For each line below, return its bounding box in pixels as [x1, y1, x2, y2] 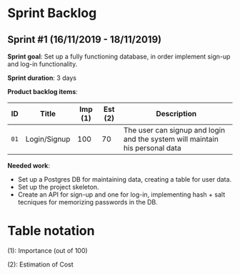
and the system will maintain [123, 134, 219, 144]
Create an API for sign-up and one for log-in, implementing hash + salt [17, 190, 226, 199]
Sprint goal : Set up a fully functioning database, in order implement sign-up [7, 52, 231, 61]
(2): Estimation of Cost [7, 260, 74, 269]
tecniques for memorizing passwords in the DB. [17, 198, 159, 206]
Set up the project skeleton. [17, 183, 99, 191]
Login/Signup [25, 134, 71, 144]
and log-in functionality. [7, 60, 78, 68]
